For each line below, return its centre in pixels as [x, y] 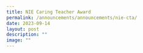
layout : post [23, 29]
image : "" [19, 40]
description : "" [27, 35]
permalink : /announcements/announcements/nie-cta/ [72, 18]
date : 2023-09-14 [28, 23]
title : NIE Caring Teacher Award [49, 12]
